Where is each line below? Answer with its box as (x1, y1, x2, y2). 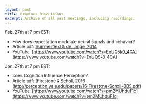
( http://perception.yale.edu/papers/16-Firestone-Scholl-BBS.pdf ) (12, 83, 142, 89)
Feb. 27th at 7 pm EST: (5, 30, 50, 35)
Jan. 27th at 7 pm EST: (5, 63, 50, 69)
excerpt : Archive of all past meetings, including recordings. (5, 16, 135, 21)
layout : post (5, 7, 31, 12)
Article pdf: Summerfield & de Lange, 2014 (12, 44, 97, 50)
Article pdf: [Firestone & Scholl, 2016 (12, 78, 86, 84)
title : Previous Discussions (5, 12, 64, 16)
